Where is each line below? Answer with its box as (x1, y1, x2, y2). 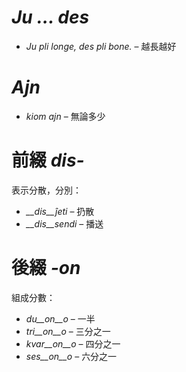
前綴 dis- (11, 149, 85, 172)
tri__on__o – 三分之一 (25, 325, 111, 337)
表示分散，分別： (11, 184, 82, 196)
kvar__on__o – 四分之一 (25, 337, 121, 350)
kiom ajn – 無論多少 (25, 110, 106, 122)
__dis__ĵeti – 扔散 (25, 205, 95, 217)
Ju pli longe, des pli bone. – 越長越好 (25, 40, 177, 52)
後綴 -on (11, 257, 81, 279)
